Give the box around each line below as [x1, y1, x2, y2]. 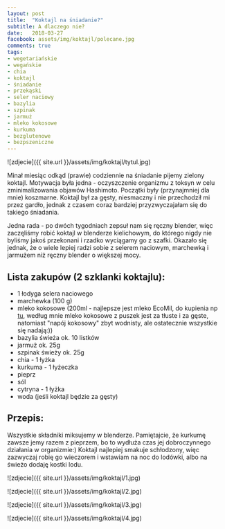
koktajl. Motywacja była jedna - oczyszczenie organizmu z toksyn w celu [7, 179, 215, 187]
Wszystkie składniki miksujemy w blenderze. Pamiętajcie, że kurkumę [7, 431, 206, 439]
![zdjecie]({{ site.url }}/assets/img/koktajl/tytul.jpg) [7, 158, 151, 166]
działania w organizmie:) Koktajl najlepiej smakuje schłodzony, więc [7, 445, 199, 454]
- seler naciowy [7, 94, 54, 101]
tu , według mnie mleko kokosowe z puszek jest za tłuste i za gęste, [17, 311, 209, 319]
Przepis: [7, 413, 44, 424]
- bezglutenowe [7, 132, 51, 139]
